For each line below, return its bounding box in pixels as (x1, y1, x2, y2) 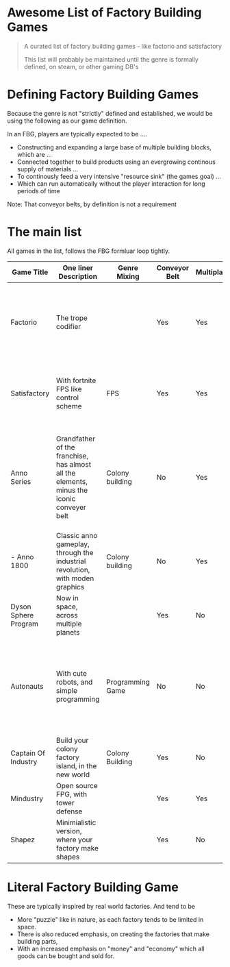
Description (57, 271, 98, 281)
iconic (55, 493, 76, 503)
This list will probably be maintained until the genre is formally (23, 55, 199, 63)
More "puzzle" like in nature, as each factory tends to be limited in (16, 915, 204, 923)
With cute (55, 668, 88, 678)
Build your (55, 735, 89, 745)
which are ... (16, 150, 53, 158)
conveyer (55, 502, 87, 512)
